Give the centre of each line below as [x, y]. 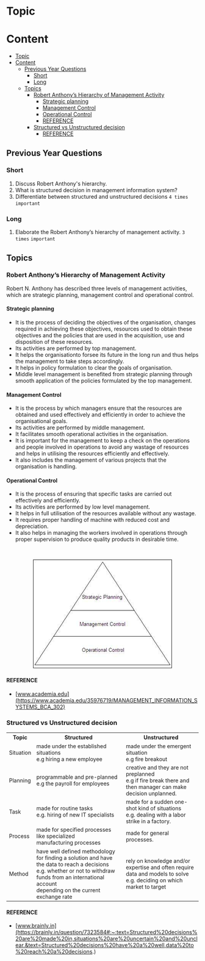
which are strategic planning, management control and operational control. [100, 295]
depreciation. [32, 526]
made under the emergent [159, 746]
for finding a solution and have [74, 857]
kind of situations [160, 809]
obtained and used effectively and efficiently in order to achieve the [100, 415]
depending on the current [68, 890]
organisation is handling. [46, 466]
